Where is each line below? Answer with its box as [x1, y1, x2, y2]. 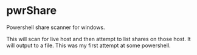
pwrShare [6, 4, 57, 18]
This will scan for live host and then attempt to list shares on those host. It [6, 35, 191, 42]
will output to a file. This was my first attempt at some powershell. [6, 42, 171, 49]
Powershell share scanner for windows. [6, 24, 105, 31]
